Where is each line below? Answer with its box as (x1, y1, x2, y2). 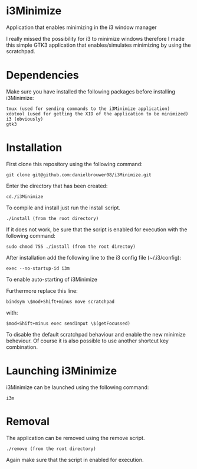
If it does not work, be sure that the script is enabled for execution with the (6, 226, 188, 233)
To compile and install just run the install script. (6, 204, 121, 211)
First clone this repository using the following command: (6, 160, 143, 167)
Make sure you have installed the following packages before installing (6, 88, 176, 95)
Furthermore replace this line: (6, 287, 78, 294)
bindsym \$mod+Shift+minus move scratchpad (6, 299, 115, 305)
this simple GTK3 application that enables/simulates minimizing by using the (6, 41, 191, 48)
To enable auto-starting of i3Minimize (6, 276, 97, 283)
